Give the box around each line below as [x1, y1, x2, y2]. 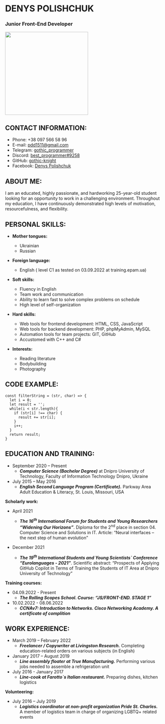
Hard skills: [12, 311, 36, 317]
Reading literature [19, 355, 55, 362]
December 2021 [12, 544, 45, 550]
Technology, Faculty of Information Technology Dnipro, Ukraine [19, 473, 148, 479]
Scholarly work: [5, 498, 38, 504]
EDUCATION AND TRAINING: [5, 450, 95, 458]
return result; [9, 432, 41, 437]
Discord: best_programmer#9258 [12, 152, 80, 158]
